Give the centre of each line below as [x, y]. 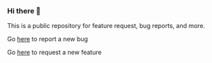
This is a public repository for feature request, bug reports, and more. [106, 26]
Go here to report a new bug [48, 39]
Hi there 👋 [24, 11]
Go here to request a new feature [54, 52]
